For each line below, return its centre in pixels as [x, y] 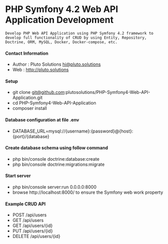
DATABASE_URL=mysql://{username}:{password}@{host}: [73, 131]
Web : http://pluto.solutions [41, 70]
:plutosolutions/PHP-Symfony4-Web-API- [107, 92]
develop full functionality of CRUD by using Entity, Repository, [76, 38]
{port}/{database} [31, 136]
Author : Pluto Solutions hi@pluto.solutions [57, 64]
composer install [30, 108]
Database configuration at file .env [42, 119]
